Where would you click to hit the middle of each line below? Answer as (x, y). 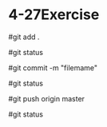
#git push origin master (47, 98)
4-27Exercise (54, 15)
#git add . (24, 37)
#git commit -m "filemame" (53, 67)
